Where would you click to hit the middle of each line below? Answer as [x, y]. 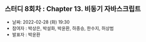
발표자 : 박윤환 [26, 34]
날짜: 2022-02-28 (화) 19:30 [41, 22]
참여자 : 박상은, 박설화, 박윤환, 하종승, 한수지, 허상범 [63, 28]
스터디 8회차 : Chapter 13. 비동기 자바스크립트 [73, 9]
